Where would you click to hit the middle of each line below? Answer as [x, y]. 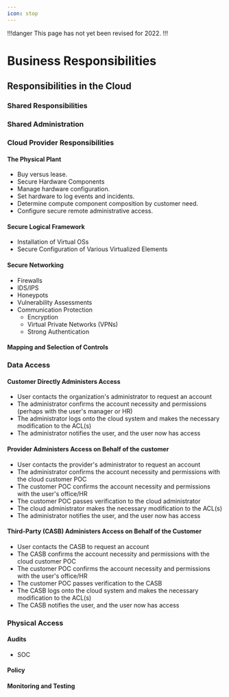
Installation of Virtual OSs [53, 242]
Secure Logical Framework [46, 226]
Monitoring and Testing [41, 686]
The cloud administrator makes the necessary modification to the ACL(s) [120, 508]
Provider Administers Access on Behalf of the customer [88, 449]
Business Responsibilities [82, 61]
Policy [16, 670]
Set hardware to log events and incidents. [76, 196]
